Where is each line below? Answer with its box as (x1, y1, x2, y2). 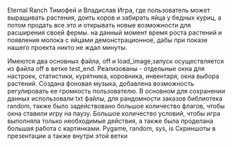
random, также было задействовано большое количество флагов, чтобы (7, 102, 225, 110)
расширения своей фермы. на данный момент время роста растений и (7, 28, 223, 37)
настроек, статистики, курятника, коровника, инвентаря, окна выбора (7, 72, 219, 80)
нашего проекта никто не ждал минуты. (7, 44, 128, 51)
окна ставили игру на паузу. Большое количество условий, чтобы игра (7, 109, 221, 117)
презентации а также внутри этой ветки (7, 132, 128, 140)
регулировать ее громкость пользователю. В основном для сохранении (7, 87, 226, 95)
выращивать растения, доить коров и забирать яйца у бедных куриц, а (7, 13, 221, 22)
